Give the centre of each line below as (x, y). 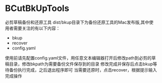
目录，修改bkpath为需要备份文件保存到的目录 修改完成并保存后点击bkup (81, 64)
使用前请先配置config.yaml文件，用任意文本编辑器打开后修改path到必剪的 (78, 58)
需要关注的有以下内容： (37, 28)
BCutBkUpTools (37, 8)
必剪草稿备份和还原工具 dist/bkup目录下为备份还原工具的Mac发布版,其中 (77, 22)
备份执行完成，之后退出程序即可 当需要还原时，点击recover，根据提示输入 (83, 70)
